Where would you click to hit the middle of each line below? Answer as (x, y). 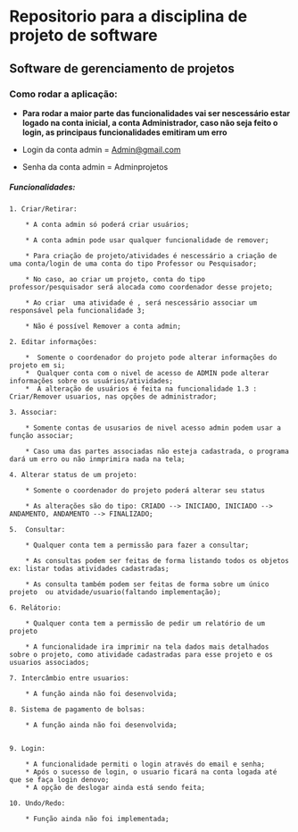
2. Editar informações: (54, 341)
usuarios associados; (50, 662)
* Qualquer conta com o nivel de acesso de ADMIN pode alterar (147, 373)
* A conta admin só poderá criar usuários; (108, 224)
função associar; (41, 435)
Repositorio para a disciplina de (128, 17)
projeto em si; (37, 365)
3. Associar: (33, 412)
